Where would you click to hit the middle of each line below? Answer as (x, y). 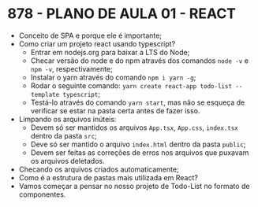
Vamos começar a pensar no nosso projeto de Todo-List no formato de (134, 186)
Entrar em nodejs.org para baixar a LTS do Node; (110, 52)
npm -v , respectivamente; (71, 68)
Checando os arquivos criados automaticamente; (99, 169)
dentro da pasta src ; (64, 135)
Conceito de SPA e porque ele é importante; (90, 35)
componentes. (42, 194)
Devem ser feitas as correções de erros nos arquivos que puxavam (140, 152)
